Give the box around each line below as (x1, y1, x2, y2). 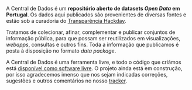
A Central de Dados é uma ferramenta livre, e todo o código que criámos (6, 58, 181, 65)
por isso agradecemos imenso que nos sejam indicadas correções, (6, 71, 168, 78)
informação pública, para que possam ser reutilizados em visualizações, (6, 35, 180, 41)
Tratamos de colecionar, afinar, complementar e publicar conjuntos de (6, 29, 176, 36)
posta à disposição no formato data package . (6, 47, 116, 54)
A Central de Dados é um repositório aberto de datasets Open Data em (6, 5, 180, 12)
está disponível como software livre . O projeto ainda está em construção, (6, 65, 183, 72)
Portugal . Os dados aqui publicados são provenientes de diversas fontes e (6, 11, 187, 18)
